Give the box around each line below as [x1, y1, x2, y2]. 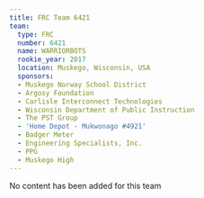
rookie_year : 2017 [17, 55, 87, 64]
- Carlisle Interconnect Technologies [17, 96, 164, 106]
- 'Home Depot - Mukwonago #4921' [17, 122, 146, 131]
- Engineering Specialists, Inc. [17, 139, 143, 148]
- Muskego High [17, 155, 75, 165]
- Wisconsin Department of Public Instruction [17, 105, 195, 114]
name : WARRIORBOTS [17, 47, 87, 56]
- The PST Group [17, 113, 78, 122]
